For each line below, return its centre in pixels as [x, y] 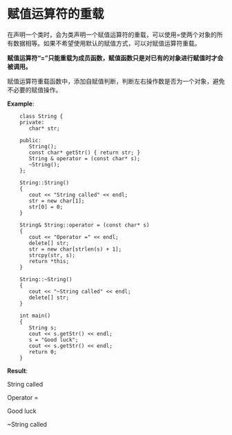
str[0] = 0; [46, 207]
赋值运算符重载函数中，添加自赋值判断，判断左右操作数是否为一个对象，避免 [116, 81]
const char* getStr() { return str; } [84, 153]
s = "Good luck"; [54, 340]
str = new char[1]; [57, 201]
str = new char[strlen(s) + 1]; [75, 249]
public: [30, 140]
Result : [18, 371]
